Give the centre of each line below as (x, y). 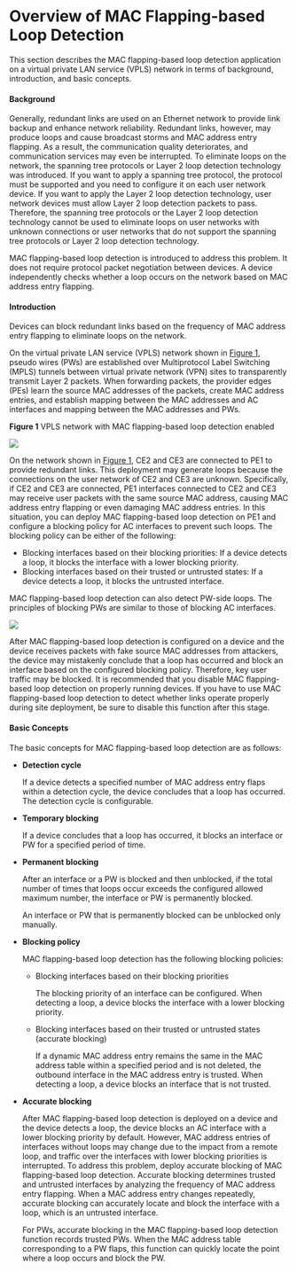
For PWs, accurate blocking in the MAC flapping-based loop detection (150, 1229)
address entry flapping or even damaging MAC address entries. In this (137, 508)
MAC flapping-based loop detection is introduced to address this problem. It (148, 258)
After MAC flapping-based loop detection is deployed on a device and (150, 1118)
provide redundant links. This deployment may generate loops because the (146, 470)
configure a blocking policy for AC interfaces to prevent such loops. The (141, 527)
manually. (39, 925)
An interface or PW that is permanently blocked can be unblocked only (151, 915)
